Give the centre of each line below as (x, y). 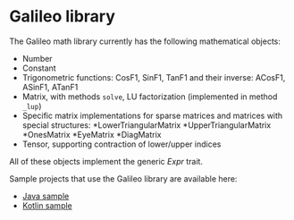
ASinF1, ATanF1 (50, 87)
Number (37, 58)
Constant (39, 68)
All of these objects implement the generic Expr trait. (106, 161)
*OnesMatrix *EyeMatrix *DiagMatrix (92, 134)
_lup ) (32, 106)
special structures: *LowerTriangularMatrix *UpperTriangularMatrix (147, 125)
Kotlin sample (47, 205)
